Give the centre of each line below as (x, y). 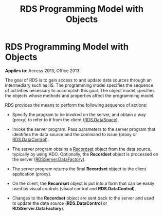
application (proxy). (32, 174)
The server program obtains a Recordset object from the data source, (82, 149)
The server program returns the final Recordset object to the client (79, 169)
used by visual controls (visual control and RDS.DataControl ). (74, 188)
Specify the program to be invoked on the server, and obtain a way (79, 114)
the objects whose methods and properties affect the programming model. (80, 96)
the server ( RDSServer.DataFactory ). (49, 159)
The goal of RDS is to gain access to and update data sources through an (78, 80)
